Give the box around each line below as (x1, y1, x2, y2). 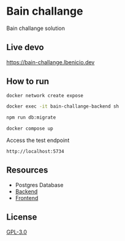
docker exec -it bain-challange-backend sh (6, 103, 119, 109)
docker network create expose (6, 92, 84, 98)
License (6, 212, 37, 223)
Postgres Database (15, 181, 64, 188)
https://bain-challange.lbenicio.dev (6, 58, 95, 65)
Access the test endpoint (6, 136, 70, 144)
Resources (6, 165, 48, 176)
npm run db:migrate (6, 114, 56, 120)
